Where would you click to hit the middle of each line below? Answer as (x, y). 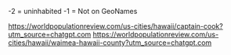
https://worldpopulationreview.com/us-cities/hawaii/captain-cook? (115, 26)
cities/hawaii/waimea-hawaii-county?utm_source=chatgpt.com (110, 43)
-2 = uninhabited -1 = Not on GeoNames (73, 11)
